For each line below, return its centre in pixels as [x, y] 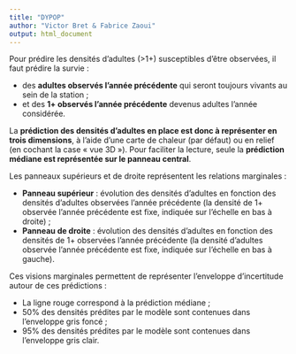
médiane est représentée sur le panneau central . [100, 159]
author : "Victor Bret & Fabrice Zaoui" [83, 26]
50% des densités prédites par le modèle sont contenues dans [136, 312]
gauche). [38, 259]
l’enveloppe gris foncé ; [65, 322]
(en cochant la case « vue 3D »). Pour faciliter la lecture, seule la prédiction [147, 150]
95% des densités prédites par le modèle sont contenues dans [136, 331]
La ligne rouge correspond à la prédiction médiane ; [116, 303]
